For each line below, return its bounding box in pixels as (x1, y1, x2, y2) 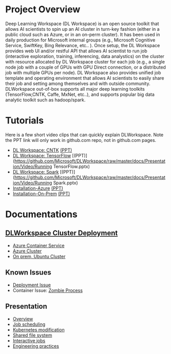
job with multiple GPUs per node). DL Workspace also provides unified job (5, 69, 161, 75)
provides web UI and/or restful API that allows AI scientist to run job (5, 48, 148, 54)
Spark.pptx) (53, 179, 78, 185)
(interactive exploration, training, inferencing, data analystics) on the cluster (5, 53, 165, 59)
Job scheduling (12, 321, 46, 327)
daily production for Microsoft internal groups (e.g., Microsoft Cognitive (5, 37, 156, 43)
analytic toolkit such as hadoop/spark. (5, 96, 86, 103)
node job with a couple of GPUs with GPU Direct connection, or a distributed (5, 64, 166, 70)
